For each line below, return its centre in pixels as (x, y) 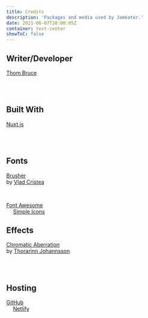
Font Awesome (25, 205)
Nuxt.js (15, 124)
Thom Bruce (22, 73)
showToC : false (25, 34)
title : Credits (25, 12)
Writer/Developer (40, 58)
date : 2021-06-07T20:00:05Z (42, 23)
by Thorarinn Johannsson (38, 251)
